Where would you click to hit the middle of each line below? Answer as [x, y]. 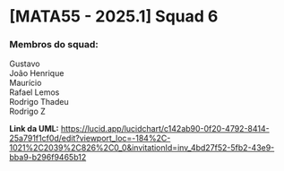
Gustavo [25, 64]
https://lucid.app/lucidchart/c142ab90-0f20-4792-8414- [165, 129]
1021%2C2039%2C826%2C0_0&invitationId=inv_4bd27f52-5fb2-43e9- [142, 148]
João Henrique [37, 73]
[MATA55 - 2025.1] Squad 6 [114, 17]
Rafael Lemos [34, 92]
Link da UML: [34, 129]
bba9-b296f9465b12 [48, 158]
